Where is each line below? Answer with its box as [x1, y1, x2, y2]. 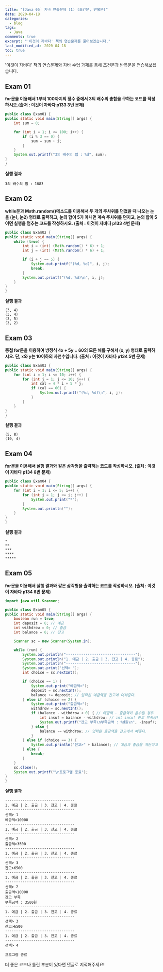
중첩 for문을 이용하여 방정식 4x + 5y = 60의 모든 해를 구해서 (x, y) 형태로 [5, 347, 143, 353]
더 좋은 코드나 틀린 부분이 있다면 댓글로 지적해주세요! [5, 962, 105, 968]
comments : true [5, 35, 36, 39]
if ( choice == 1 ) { [22, 679, 62, 684]
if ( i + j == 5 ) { [22, 257, 60, 262]
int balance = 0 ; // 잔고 [14, 630, 64, 635]
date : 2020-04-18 [5, 12, 40, 17]
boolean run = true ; [14, 616, 55, 621]
